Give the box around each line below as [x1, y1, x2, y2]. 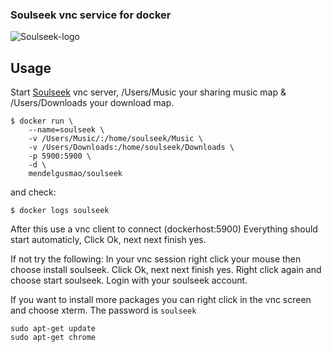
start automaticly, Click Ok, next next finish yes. [10, 234, 207, 246]
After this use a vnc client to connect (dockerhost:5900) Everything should [10, 223, 318, 235]
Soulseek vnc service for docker [10, 8, 172, 22]
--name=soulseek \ [28, 125, 105, 135]
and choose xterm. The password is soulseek [10, 304, 197, 317]
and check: [10, 186, 57, 198]
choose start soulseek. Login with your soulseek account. [10, 274, 248, 287]
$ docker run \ [10, 116, 74, 127]
